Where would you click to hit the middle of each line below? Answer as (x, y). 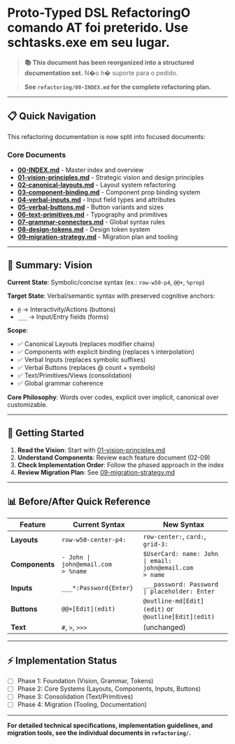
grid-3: (156, 544)
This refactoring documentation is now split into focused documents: (107, 136)
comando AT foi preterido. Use (98, 28)
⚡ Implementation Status (62, 660)
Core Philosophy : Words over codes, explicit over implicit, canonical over (113, 397)
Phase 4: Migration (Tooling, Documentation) (82, 705)
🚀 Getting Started (46, 433)
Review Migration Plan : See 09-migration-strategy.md (96, 472)
